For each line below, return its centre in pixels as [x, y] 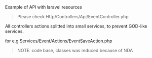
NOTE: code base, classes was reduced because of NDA [75, 50]
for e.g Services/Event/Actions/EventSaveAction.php [59, 41]
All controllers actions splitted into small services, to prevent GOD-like [76, 26]
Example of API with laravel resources [44, 7]
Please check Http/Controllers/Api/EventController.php [73, 16]
